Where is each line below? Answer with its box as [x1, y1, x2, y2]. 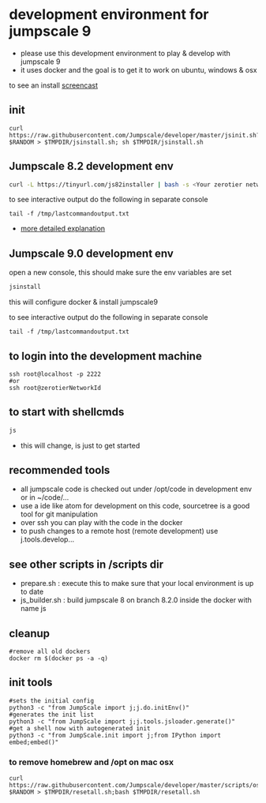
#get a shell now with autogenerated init [9, 724, 151, 732]
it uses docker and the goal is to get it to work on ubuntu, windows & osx [20, 65, 257, 74]
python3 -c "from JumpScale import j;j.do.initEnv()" [9, 704, 190, 711]
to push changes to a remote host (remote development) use [20, 527, 219, 536]
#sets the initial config [9, 696, 94, 704]
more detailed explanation [20, 223, 106, 234]
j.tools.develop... [20, 535, 74, 544]
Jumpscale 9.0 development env [9, 246, 174, 260]
